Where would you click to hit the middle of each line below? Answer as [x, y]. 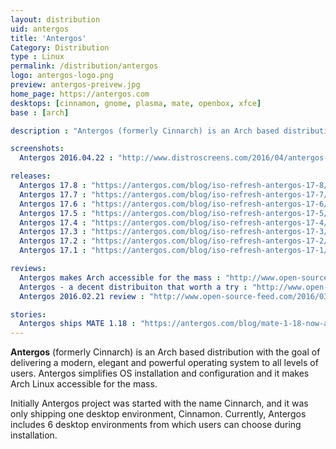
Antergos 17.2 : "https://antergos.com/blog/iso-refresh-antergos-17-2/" [176, 241]
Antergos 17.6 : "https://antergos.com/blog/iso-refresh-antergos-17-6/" [176, 204]
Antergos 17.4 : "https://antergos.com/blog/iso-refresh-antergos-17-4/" [176, 222]
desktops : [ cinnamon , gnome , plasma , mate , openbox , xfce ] [136, 103]
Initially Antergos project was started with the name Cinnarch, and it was [159, 403]
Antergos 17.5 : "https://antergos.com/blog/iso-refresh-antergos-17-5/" [176, 213]
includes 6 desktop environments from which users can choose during [156, 425]
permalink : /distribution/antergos [84, 66]
